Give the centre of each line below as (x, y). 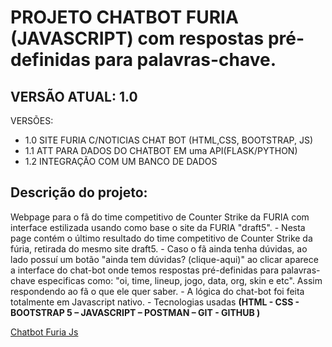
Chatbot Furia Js (44, 332)
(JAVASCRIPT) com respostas (137, 38)
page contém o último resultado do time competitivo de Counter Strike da (161, 238)
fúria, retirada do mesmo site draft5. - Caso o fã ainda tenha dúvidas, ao (159, 248)
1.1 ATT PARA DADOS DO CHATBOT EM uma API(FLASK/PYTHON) (161, 150)
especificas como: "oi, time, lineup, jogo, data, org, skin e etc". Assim (180, 280)
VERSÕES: (32, 120)
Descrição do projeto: (79, 192)
